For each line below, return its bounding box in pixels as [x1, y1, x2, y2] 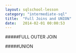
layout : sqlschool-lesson [5, 7, 58, 12]
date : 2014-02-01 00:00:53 [5, 20, 65, 26]
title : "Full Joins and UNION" [5, 16, 72, 21]
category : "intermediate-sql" [5, 12, 68, 17]
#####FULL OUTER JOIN [5, 34, 57, 40]
